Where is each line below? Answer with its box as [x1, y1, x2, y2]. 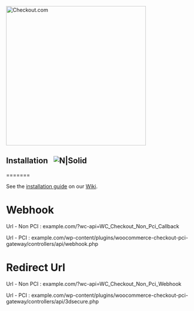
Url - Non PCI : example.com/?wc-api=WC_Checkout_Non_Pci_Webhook [6, 280, 182, 287]
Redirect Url [6, 261, 66, 274]
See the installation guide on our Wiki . [6, 182, 98, 190]
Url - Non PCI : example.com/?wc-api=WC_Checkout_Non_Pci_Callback [6, 222, 179, 229]
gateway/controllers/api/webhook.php [6, 240, 99, 247]
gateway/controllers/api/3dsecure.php [6, 298, 99, 305]
